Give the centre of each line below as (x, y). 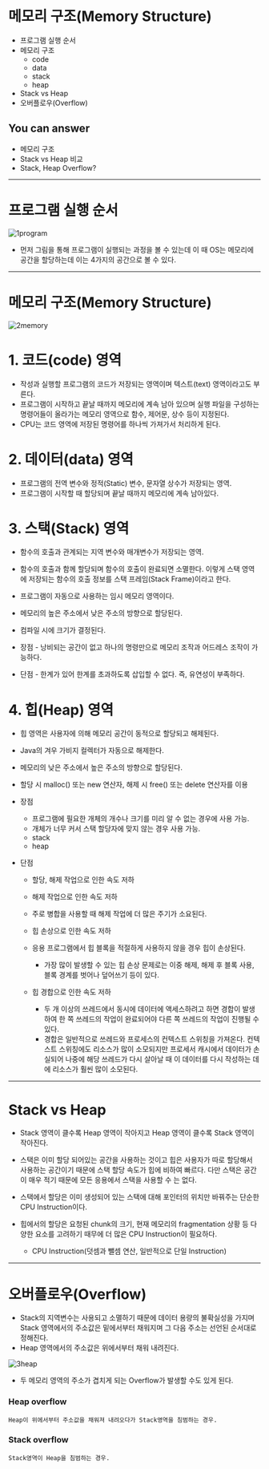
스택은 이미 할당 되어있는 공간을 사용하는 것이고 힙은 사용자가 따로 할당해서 (137, 1160)
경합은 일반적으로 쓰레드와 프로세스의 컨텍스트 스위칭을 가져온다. (145, 1039)
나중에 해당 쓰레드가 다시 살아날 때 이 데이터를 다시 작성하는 (158, 1059)
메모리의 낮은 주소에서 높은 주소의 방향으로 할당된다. (101, 767)
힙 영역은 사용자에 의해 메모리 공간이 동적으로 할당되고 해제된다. (119, 734)
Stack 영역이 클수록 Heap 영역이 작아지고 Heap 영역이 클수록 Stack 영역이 (137, 1133)
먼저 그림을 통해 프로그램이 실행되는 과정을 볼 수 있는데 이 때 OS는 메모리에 (137, 249)
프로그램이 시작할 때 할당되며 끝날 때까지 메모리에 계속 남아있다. (119, 493)
